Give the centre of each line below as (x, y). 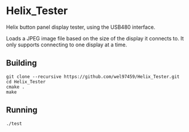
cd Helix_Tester (26, 82)
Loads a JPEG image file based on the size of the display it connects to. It (95, 38)
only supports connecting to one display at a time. (67, 45)
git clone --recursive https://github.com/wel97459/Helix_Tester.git (93, 77)
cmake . (16, 87)
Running (22, 110)
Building (21, 63)
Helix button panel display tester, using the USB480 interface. (81, 27)
